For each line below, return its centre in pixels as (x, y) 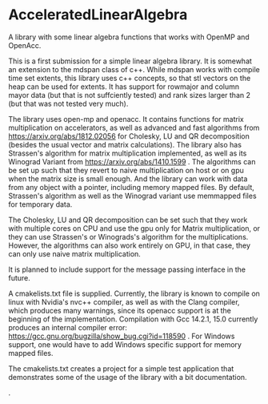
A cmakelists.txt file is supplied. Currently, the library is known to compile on (134, 293)
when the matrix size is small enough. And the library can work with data (128, 179)
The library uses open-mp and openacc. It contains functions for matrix (126, 119)
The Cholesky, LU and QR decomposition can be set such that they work (128, 220)
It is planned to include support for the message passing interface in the (127, 269)
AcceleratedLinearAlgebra (98, 15)
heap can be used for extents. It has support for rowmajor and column (124, 87)
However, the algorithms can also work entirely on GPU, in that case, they (129, 245)
